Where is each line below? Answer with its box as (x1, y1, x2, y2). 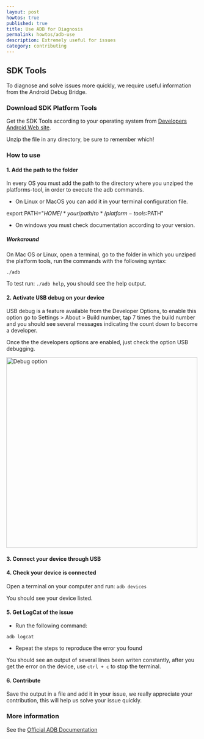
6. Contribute (6, 677, 41, 684)
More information (6, 712, 59, 721)
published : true (6, 20, 48, 26)
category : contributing (6, 43, 67, 49)
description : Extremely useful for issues (6, 37, 116, 43)
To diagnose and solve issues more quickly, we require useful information (6, 82, 192, 89)
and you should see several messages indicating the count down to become (6, 320, 198, 328)
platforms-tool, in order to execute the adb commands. (6, 186, 145, 193)
